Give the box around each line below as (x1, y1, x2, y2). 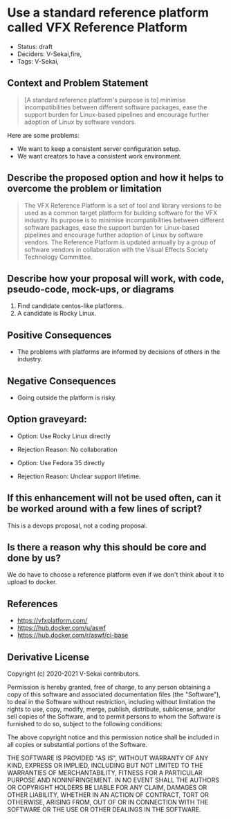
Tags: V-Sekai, (17, 57, 59, 65)
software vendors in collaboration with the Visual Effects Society (24, 245, 209, 253)
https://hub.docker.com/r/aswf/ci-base (17, 631, 129, 640)
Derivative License (7, 651, 90, 663)
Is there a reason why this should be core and (7, 541, 207, 553)
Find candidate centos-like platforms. (17, 302, 124, 310)
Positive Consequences (7, 329, 112, 341)
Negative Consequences (7, 375, 116, 387)
